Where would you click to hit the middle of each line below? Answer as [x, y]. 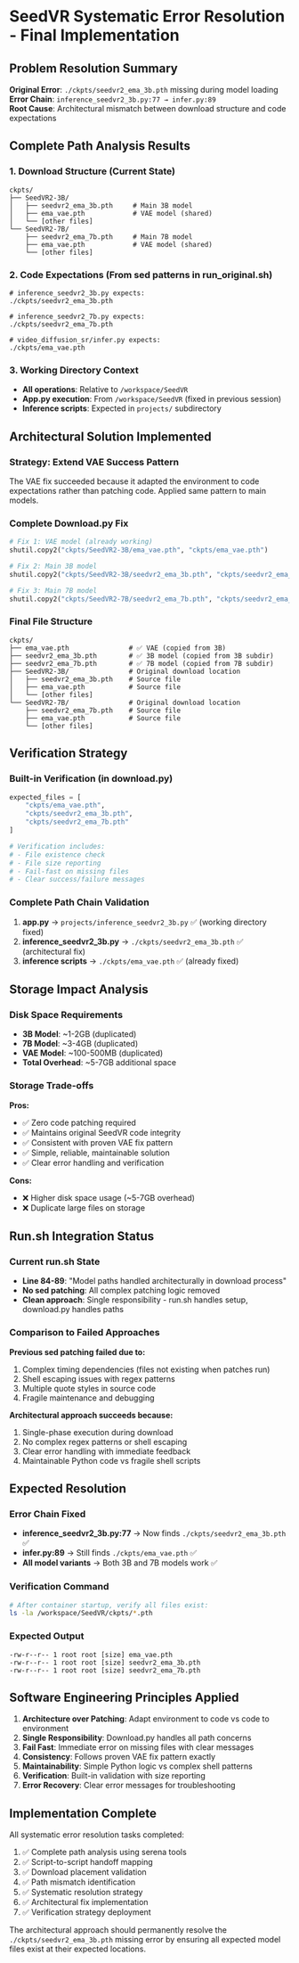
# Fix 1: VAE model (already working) [81, 542]
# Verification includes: [57, 846]
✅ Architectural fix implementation [85, 1902]
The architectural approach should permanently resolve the [118, 1930]
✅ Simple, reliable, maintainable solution [96, 1153]
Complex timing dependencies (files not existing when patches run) [146, 1369]
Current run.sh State [55, 1261]
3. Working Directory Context [74, 370]
